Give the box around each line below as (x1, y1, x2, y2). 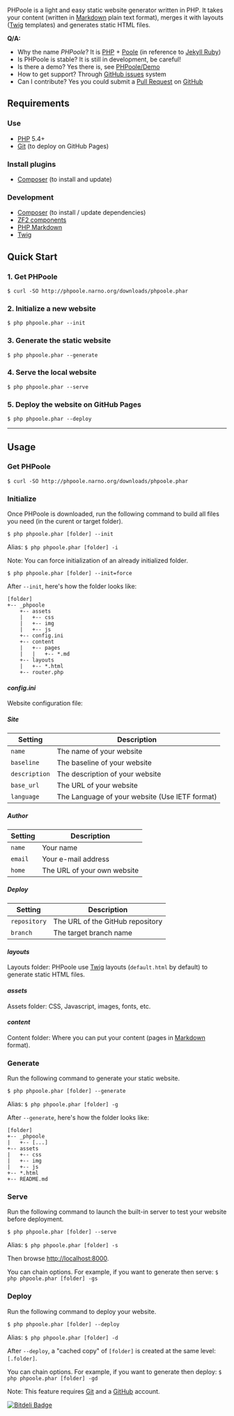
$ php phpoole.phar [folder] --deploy (7, 1320, 120, 1328)
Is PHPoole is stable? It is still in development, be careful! (17, 55, 181, 64)
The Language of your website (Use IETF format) (56, 792, 217, 802)
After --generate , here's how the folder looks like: (7, 1113, 150, 1122)
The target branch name (53, 928, 132, 938)
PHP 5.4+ (17, 134, 45, 142)
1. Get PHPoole (7, 271, 58, 281)
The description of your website (56, 769, 162, 779)
